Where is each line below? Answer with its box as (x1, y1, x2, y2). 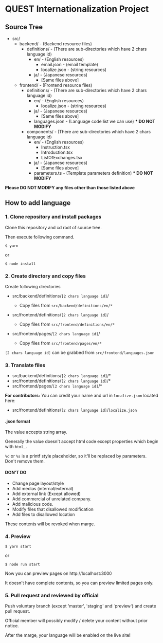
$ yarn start (5, 544, 32, 549)
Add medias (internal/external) (12, 485, 74, 491)
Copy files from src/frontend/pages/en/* (19, 340, 102, 346)
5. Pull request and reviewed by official (5, 592, 99, 599)
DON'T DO (5, 470, 27, 476)
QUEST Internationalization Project (5, 3, 149, 15)
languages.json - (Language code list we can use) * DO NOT (34, 118, 156, 124)
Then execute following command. (5, 234, 74, 239)
